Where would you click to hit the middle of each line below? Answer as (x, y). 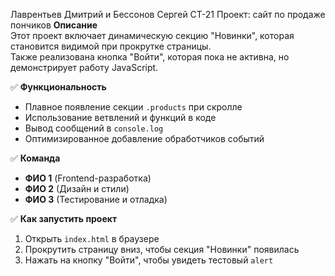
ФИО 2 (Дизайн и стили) (77, 188)
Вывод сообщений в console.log (94, 128)
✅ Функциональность (58, 87)
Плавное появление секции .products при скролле (133, 107)
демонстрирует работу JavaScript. (84, 67)
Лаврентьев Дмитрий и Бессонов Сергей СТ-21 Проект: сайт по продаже (168, 14)
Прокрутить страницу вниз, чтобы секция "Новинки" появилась (162, 249)
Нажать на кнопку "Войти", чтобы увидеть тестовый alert (149, 260)
